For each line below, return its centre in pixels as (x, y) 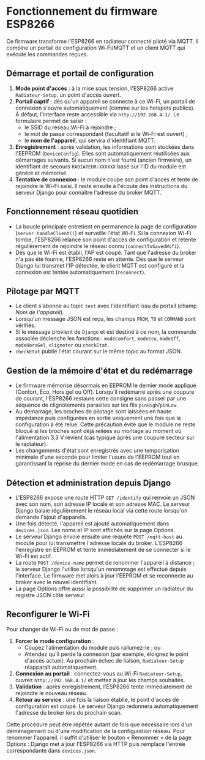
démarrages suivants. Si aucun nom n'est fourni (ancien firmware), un (103, 160)
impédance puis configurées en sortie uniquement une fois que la (98, 418)
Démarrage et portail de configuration (80, 74)
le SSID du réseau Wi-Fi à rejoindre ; (70, 127)
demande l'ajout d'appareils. (51, 517)
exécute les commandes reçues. (47, 54)
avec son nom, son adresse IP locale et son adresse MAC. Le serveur (103, 504)
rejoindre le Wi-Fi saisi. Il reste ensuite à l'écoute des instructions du (101, 186)
